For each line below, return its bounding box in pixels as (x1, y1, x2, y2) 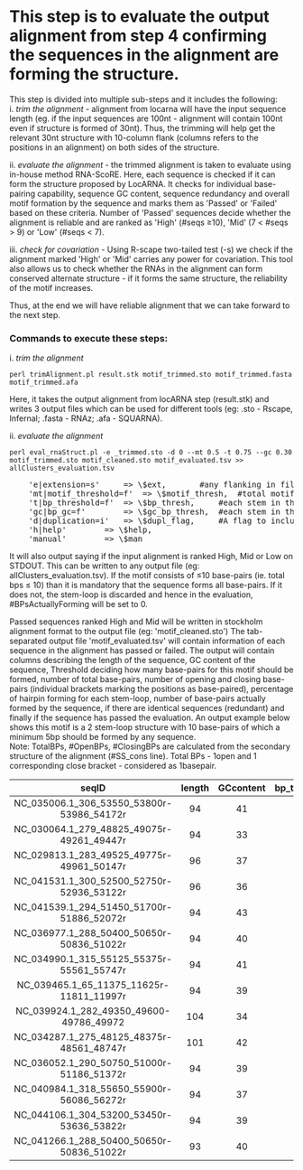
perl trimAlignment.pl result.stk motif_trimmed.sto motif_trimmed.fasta (9, 370, 293, 379)
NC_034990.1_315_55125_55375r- (14, 953, 173, 966)
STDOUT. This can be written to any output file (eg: (9, 560, 200, 571)
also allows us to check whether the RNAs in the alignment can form (9, 263, 263, 274)
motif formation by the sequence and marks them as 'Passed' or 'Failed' (9, 197, 278, 209)
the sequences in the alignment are (9, 45, 280, 65)
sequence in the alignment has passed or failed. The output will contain (9, 645, 275, 656)
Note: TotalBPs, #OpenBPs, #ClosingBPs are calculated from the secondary (9, 741, 291, 752)
